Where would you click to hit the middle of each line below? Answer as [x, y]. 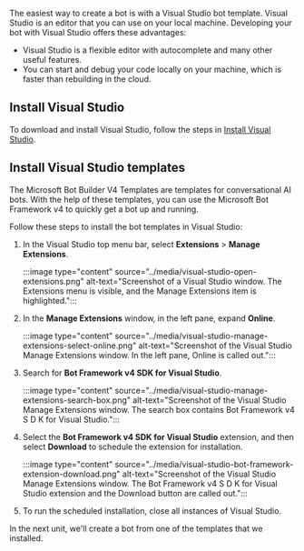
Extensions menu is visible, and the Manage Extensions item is [139, 291]
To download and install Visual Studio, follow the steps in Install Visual [140, 129]
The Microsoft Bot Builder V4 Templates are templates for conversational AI [151, 189]
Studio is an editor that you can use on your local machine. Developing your [151, 23]
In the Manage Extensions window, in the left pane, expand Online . [149, 318]
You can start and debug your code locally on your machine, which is [152, 69]
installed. [26, 538]
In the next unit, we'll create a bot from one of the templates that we [136, 528]
